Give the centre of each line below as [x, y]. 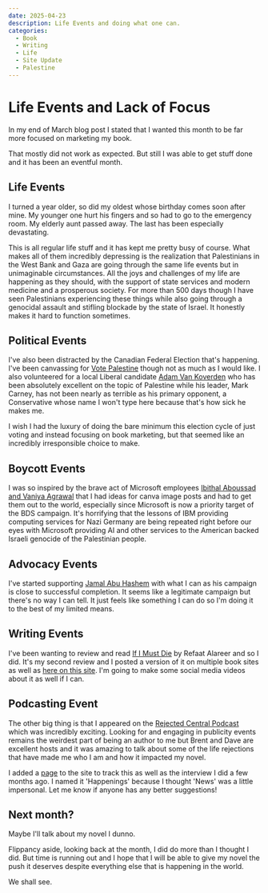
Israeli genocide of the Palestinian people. [77, 539]
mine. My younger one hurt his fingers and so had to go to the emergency [130, 215]
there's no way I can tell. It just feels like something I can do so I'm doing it [131, 600]
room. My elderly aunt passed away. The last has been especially [116, 223]
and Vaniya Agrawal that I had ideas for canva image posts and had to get [130, 496]
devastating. [29, 232]
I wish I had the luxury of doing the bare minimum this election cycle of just [132, 426]
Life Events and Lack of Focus [109, 107]
